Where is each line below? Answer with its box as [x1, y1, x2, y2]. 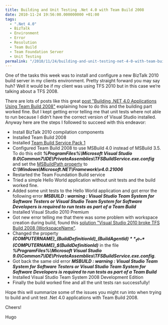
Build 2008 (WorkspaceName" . [12, 225, 76, 231]
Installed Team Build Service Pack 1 [12, 140, 86, 146]
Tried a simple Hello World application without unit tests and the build [12, 177, 156, 183]
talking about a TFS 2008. [5, 88, 58, 94]
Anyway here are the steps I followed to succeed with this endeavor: [5, 119, 146, 125]
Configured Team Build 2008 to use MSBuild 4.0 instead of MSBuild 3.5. [12, 145, 161, 151]
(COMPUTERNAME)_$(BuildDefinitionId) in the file [12, 242, 119, 248]
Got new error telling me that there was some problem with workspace [12, 214, 158, 221]
